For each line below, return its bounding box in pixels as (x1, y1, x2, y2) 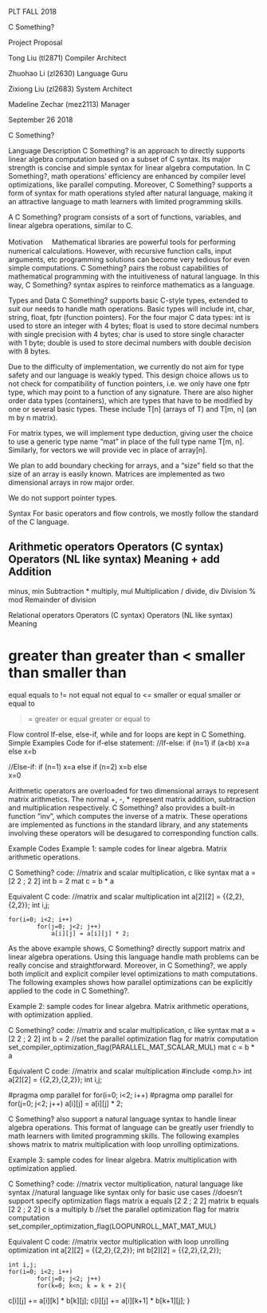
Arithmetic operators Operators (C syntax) (8, 540, 224, 554)
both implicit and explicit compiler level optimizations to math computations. (8, 969, 257, 979)
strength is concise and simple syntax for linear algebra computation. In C (8, 163, 251, 172)
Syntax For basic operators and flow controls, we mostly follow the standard (8, 508, 259, 518)
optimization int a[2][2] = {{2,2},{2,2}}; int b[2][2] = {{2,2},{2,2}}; (8, 1245, 222, 1255)
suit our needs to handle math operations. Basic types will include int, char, (8, 304, 255, 314)
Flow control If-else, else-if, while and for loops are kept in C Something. (8, 730, 246, 739)
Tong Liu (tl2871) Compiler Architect (8, 53, 127, 62)
